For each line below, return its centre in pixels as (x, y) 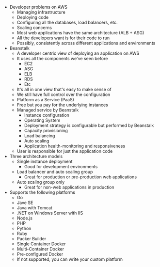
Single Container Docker (41, 244)
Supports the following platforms (42, 192)
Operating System (42, 120)
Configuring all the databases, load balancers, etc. (67, 22)
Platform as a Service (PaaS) (45, 100)
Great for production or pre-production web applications (80, 177)
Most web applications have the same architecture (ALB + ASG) (80, 33)
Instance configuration (47, 115)
